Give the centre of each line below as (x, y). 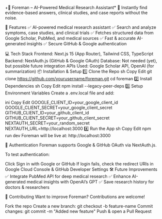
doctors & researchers (27, 187)
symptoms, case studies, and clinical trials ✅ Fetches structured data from (79, 33)
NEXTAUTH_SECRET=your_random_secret (47, 123)
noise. (11, 18)
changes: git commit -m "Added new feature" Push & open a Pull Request (78, 211)
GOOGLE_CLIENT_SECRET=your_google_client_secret (59, 108)
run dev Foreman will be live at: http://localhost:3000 (58, 136)
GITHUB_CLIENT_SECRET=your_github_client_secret (57, 118)
